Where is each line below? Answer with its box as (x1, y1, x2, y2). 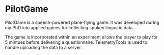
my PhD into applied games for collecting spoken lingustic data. (5, 24, 134, 30)
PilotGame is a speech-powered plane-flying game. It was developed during (5, 19, 160, 25)
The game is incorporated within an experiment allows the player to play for (5, 34, 158, 40)
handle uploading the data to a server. (5, 44, 82, 50)
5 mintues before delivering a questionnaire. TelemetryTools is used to (5, 39, 147, 45)
